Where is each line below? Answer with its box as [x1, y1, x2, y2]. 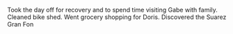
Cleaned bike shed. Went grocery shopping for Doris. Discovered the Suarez [7, 13, 227, 21]
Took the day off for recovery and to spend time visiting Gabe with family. [7, 6, 218, 14]
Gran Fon [7, 20, 34, 28]
